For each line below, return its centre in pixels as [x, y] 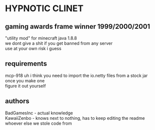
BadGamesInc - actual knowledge [39, 113]
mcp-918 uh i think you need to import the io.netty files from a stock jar [76, 75]
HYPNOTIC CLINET [44, 9]
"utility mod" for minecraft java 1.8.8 [41, 38]
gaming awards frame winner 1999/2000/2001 [77, 27]
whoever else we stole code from [39, 123]
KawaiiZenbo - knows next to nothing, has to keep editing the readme [75, 118]
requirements [26, 64]
